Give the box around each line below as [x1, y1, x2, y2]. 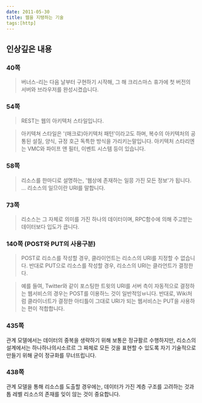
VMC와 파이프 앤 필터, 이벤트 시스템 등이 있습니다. [27, 145, 146, 153]
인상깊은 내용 [6, 43, 52, 54]
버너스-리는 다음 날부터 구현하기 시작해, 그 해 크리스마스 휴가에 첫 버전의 [21, 78, 191, 86]
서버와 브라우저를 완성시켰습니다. [21, 86, 99, 94]
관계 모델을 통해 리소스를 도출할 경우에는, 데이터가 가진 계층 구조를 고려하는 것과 [6, 382, 195, 390]
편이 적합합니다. [27, 305, 65, 313]
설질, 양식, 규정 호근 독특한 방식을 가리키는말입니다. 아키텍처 [32, 138, 174, 145]
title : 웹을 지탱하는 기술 [6, 14, 64, 21]
